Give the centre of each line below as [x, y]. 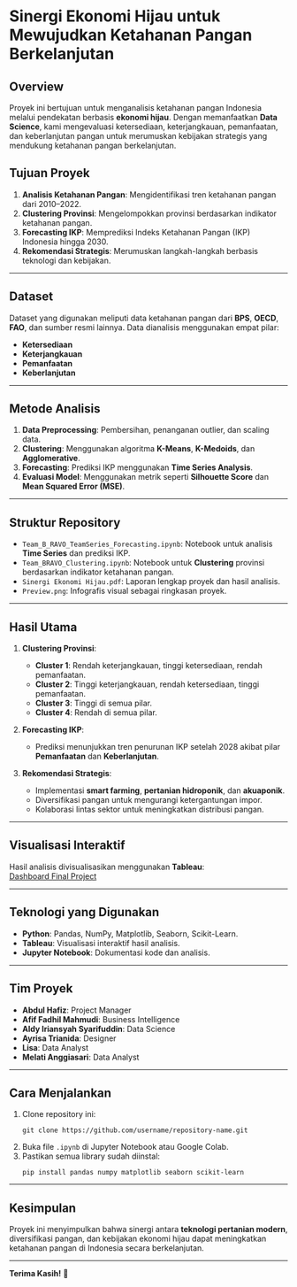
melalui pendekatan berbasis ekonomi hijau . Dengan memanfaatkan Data [144, 117]
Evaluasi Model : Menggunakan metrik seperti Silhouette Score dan [145, 477]
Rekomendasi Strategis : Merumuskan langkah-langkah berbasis [140, 250]
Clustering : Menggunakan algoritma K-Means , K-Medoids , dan [138, 449]
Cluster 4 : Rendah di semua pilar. [96, 713]
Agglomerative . [51, 459]
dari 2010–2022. [52, 204]
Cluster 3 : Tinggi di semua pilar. [94, 703]
